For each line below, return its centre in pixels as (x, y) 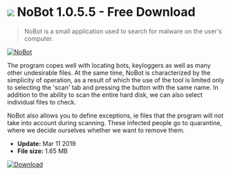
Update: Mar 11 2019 (46, 143)
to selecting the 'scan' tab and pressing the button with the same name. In (113, 87)
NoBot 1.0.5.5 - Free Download (106, 12)
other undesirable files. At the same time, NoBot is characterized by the (109, 73)
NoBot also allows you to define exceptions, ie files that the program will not (115, 116)
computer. (39, 38)
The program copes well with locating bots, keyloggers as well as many (109, 65)
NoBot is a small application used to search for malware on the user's (123, 31)
